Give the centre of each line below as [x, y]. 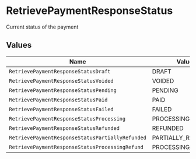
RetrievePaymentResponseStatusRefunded [64, 128]
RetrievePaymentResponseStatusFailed [61, 109]
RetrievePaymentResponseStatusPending [63, 90]
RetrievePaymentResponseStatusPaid [58, 100]
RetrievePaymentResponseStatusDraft [60, 71]
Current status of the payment [42, 27]
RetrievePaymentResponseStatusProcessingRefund [76, 147]
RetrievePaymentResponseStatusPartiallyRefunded [78, 137]
